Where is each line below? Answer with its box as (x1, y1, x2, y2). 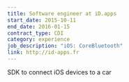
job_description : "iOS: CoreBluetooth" (7, 42, 123, 49)
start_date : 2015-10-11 (7, 17, 77, 24)
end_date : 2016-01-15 (7, 23, 70, 30)
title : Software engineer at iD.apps (7, 10, 117, 17)
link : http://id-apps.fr (7, 49, 79, 56)
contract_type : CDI (7, 29, 64, 37)
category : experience (7, 36, 70, 43)
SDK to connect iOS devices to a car (7, 67, 112, 76)
